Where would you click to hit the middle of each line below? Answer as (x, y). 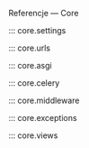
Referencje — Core (44, 13)
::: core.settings (37, 30)
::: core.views (33, 135)
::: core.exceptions (43, 118)
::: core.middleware (44, 100)
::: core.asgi (30, 65)
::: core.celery (34, 83)
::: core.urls (30, 48)
